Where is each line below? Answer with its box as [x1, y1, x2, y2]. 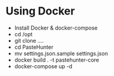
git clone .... [14, 37, 44, 44]
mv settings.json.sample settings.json [14, 49, 108, 57]
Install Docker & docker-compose [14, 24, 98, 31]
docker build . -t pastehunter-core [14, 56, 100, 63]
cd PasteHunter [14, 43, 54, 51]
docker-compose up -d [14, 62, 73, 70]
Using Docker [5, 4, 75, 18]
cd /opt [14, 30, 33, 37]
